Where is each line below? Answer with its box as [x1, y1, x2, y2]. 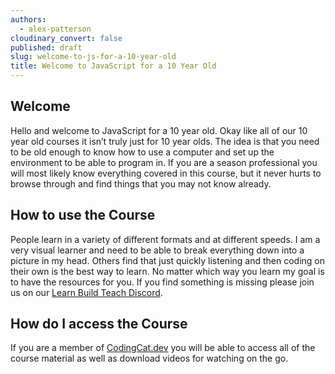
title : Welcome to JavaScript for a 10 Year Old [10, 61, 217, 71]
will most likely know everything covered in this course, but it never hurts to [10, 167, 322, 179]
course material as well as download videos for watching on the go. [10, 352, 289, 365]
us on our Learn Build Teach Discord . [10, 286, 163, 298]
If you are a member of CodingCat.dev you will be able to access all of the [10, 342, 316, 354]
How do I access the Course [10, 316, 188, 333]
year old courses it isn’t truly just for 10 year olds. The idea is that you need [10, 135, 320, 147]
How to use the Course [10, 207, 156, 224]
